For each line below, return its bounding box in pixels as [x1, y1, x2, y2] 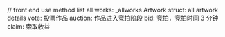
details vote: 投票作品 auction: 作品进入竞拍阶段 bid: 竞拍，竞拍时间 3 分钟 [7, 14, 219, 22]
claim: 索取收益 [7, 23, 51, 30]
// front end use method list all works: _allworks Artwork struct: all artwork [7, 6, 219, 14]
